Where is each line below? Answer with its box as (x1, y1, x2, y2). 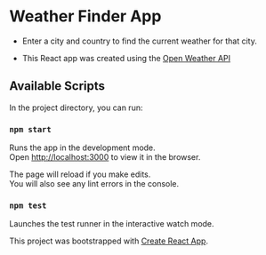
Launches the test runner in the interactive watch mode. (9, 219, 215, 229)
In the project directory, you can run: (9, 102, 143, 113)
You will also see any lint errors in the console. (9, 179, 180, 189)
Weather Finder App (9, 6, 162, 27)
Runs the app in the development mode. (9, 142, 156, 153)
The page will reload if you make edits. (9, 169, 151, 179)
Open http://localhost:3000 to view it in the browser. (9, 152, 201, 163)
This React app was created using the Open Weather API (21, 52, 231, 63)
